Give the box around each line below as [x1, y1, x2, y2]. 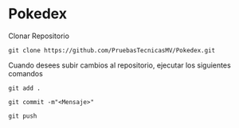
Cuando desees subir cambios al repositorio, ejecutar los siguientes [8, 60, 231, 70]
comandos [8, 68, 44, 78]
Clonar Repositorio [8, 31, 70, 41]
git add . [8, 84, 41, 92]
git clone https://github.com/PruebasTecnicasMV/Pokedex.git [8, 46, 216, 54]
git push [8, 112, 37, 120]
